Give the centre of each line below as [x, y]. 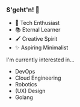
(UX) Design [30, 91]
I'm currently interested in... [40, 60]
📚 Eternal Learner [38, 30]
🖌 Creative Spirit [36, 39]
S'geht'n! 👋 [23, 10]
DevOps [25, 72]
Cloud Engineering [38, 78]
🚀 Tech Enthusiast [37, 23]
